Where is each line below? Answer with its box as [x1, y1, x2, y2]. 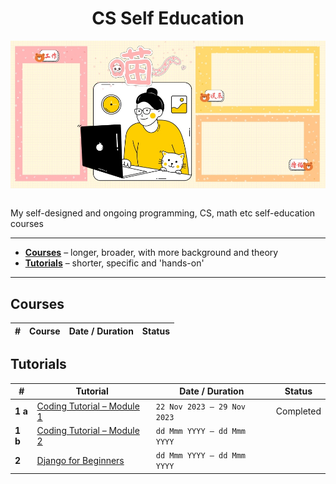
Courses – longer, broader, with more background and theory [24, 247, 279, 259]
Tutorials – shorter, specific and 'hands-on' [24, 257, 205, 269]
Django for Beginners [36, 454, 125, 466]
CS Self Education [91, 7, 245, 30]
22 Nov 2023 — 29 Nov [155, 402, 246, 412]
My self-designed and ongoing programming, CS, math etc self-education [10, 207, 316, 219]
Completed [275, 405, 322, 417]
